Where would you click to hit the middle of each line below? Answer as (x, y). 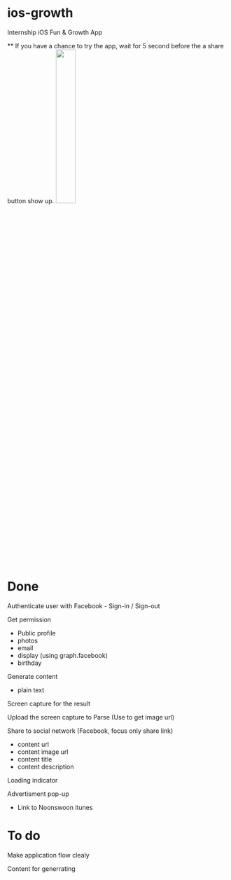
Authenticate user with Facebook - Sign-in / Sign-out (84, 606)
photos (28, 640)
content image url (43, 752)
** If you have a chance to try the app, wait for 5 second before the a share (115, 46)
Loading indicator (33, 780)
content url (33, 744)
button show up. (31, 200)
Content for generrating (41, 868)
